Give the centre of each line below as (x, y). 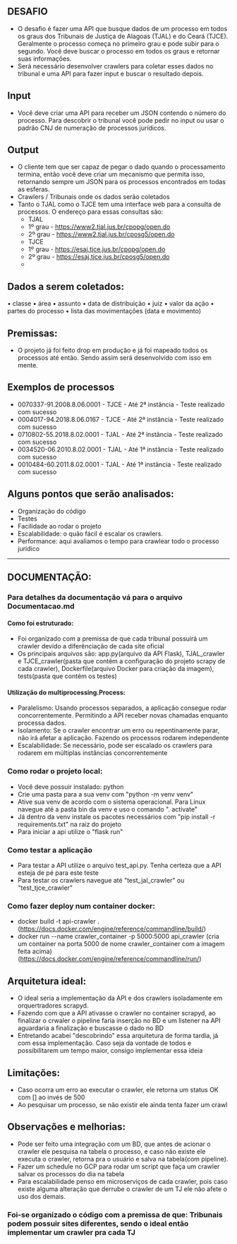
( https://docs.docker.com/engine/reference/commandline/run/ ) (110, 959)
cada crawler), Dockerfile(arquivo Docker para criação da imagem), (116, 669)
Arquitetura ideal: (47, 981)
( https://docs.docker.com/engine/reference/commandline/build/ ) (112, 929)
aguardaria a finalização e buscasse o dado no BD (91, 1028)
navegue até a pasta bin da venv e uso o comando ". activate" (108, 809)
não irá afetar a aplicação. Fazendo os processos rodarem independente (123, 738)
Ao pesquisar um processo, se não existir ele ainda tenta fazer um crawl (122, 1104)
